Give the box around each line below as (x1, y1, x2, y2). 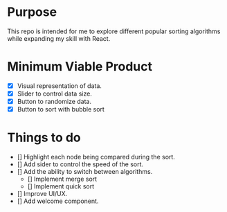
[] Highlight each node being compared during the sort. (17, 153, 175, 161)
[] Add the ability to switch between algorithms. (17, 168, 153, 176)
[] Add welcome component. (17, 197, 99, 205)
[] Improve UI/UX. (17, 190, 68, 198)
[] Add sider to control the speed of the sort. (17, 160, 144, 168)
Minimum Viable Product (7, 59, 153, 75)
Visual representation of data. (17, 81, 102, 90)
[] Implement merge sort (27, 175, 98, 184)
